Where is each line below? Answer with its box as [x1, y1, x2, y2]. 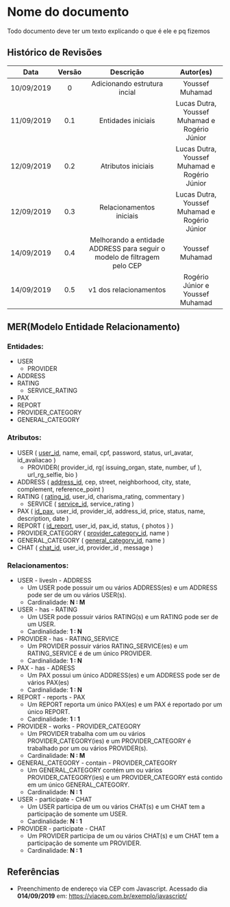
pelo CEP [112, 260, 142, 270]
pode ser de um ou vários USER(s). [27, 591, 127, 599]
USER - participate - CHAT [16, 795, 92, 804]
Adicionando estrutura [91, 78, 163, 88]
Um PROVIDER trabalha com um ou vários [27, 730, 146, 738]
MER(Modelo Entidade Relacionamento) [7, 321, 181, 333]
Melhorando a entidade [90, 235, 165, 245]
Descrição [110, 67, 144, 76]
